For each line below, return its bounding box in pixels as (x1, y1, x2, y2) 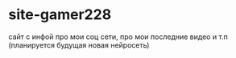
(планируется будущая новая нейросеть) (8, 40, 150, 49)
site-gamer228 (8, 6, 112, 24)
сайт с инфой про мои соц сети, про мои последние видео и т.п (8, 32, 228, 41)
